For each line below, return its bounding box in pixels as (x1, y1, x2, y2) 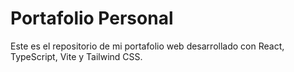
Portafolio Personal (10, 7, 174, 30)
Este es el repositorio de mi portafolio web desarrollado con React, (10, 40, 285, 52)
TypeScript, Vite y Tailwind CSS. (10, 50, 143, 62)
